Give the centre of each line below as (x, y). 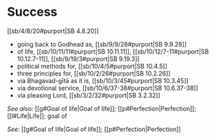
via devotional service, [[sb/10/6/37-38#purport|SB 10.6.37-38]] (108, 88)
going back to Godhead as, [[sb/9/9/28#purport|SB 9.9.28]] (102, 44)
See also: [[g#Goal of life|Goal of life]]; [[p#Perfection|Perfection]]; (102, 108)
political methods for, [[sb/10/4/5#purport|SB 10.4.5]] (92, 66)
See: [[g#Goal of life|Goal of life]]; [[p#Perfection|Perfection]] (94, 129)
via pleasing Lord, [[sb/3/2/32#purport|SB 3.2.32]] (89, 95)
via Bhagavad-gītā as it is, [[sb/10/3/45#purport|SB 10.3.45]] (103, 80)
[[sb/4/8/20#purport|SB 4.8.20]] (53, 31)
